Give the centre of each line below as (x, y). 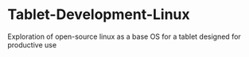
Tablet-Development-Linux (99, 15)
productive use (32, 44)
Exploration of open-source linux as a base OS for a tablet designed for (124, 36)
